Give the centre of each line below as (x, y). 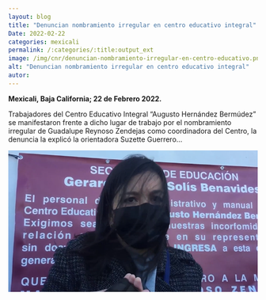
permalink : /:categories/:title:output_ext (81, 50)
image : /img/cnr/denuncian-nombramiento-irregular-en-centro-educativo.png (136, 59)
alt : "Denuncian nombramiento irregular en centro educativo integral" (129, 67)
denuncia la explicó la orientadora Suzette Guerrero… (95, 139)
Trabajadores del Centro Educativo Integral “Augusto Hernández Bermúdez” (132, 114)
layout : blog (30, 17)
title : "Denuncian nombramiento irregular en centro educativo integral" (133, 25)
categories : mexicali (44, 42)
